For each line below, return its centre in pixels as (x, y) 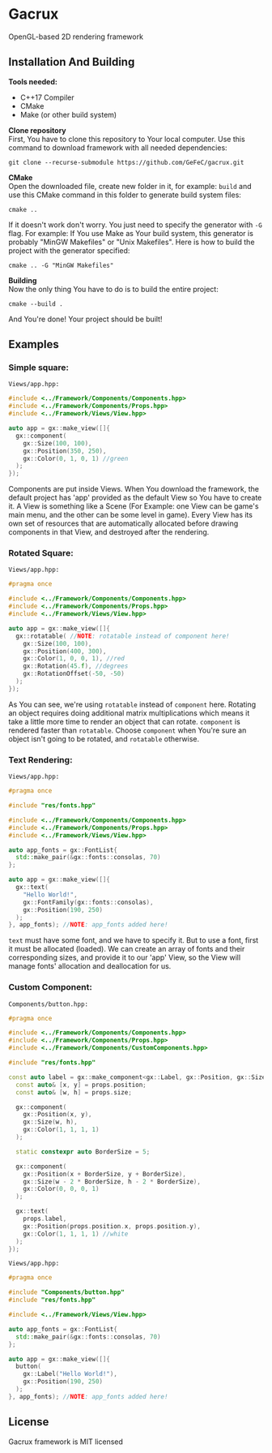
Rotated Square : (41, 553)
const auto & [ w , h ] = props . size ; (74, 1092)
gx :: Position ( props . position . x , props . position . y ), (112, 1226)
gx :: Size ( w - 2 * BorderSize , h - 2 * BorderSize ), (112, 1181)
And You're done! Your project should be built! (85, 319)
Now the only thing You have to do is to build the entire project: (113, 289)
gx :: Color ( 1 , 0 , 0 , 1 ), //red (74, 659)
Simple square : (39, 368)
